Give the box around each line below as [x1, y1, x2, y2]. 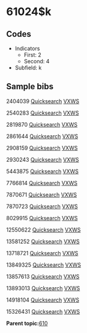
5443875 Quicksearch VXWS [6, 168, 79, 175]
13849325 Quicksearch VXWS [6, 261, 82, 268]
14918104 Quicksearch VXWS [6, 296, 80, 303]
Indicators [14, 45, 40, 52]
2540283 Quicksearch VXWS [6, 109, 79, 116]
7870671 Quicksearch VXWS [6, 191, 77, 198]
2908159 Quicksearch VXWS [6, 144, 78, 151]
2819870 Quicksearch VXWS [6, 121, 78, 128]
